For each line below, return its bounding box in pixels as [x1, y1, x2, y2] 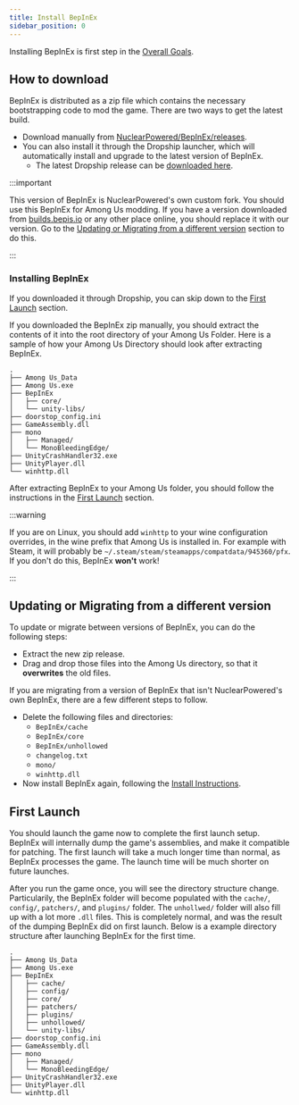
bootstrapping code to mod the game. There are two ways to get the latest [9, 105, 284, 116]
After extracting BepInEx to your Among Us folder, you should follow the [9, 482, 275, 493]
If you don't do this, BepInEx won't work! [9, 555, 160, 565]
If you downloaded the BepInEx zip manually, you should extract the [9, 319, 260, 331]
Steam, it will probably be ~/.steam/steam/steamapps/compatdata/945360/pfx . [9, 546, 291, 557]
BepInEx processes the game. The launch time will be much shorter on [9, 857, 270, 867]
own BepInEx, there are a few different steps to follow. [9, 694, 208, 706]
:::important [9, 178, 52, 188]
